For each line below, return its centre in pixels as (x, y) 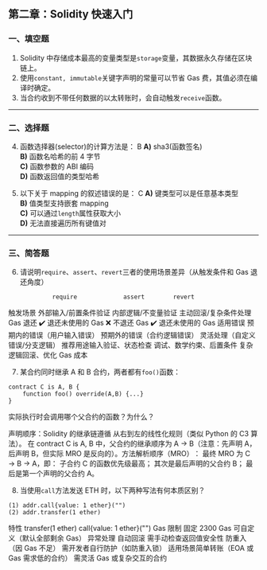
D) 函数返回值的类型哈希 (60, 176)
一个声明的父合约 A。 (64, 474)
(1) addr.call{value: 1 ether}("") (67, 506)
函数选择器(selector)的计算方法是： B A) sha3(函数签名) (111, 146)
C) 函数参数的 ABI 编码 (56, 166)
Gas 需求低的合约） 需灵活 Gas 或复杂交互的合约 (88, 558)
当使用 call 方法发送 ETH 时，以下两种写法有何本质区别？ (112, 490)
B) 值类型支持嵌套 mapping (64, 203)
